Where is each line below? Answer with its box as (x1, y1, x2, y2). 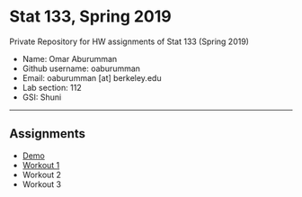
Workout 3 (22, 178, 61, 190)
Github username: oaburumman (22, 63, 141, 74)
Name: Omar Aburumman (22, 53, 118, 64)
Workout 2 (22, 169, 61, 180)
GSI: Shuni (22, 92, 62, 103)
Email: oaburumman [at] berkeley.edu (22, 72, 162, 83)
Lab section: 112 (22, 82, 83, 93)
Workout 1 (22, 159, 60, 170)
